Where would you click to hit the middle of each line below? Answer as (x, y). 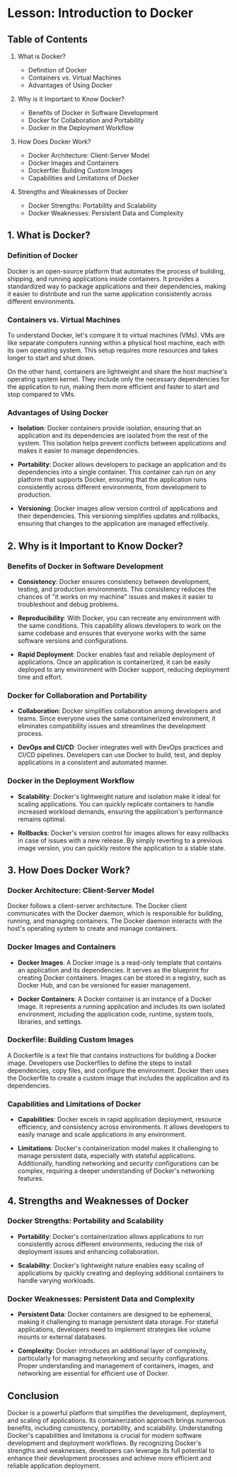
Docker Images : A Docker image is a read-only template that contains (120, 962)
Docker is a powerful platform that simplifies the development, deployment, (117, 1412)
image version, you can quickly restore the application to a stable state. (121, 848)
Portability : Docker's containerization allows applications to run (110, 1236)
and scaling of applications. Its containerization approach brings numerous (116, 1420)
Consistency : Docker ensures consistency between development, (114, 581)
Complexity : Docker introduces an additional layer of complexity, (112, 1351)
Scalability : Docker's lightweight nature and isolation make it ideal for (119, 796)
